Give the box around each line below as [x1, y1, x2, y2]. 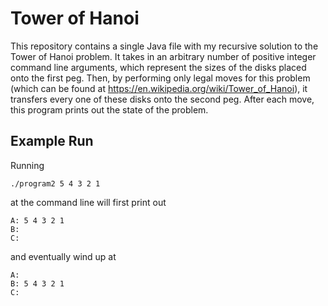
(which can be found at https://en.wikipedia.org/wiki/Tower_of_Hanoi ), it [10, 82, 308, 94]
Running [10, 159, 45, 171]
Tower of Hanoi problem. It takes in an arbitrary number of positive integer [10, 50, 317, 62]
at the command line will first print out [10, 196, 167, 208]
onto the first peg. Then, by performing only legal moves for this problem [10, 72, 311, 84]
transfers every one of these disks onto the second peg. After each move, [10, 93, 315, 105]
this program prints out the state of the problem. [10, 103, 209, 116]
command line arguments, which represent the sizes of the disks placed [10, 61, 307, 73]
